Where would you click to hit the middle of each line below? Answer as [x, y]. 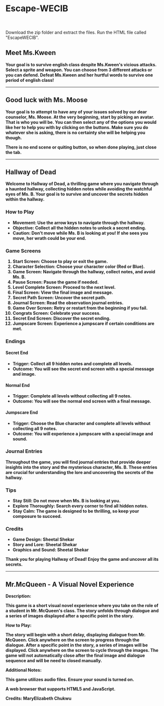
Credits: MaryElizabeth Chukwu [39, 698]
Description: [18, 596]
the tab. [14, 152]
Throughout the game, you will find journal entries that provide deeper [78, 462]
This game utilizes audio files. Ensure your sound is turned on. [70, 680]
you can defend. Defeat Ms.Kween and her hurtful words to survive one [79, 75]
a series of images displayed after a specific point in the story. [70, 616]
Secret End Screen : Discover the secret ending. [62, 318]
